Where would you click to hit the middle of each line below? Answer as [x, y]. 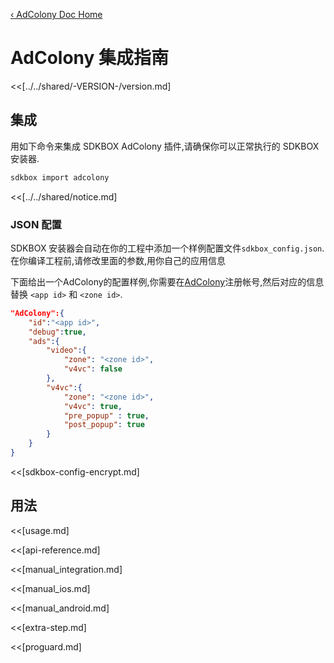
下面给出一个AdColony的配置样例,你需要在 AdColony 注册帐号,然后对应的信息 [167, 281]
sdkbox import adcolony [60, 177]
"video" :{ [66, 350]
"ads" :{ [44, 341]
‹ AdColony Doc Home [56, 14]
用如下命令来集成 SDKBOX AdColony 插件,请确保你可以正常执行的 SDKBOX [165, 146]
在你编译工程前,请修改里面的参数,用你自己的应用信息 [118, 260]
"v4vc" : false [93, 369]
